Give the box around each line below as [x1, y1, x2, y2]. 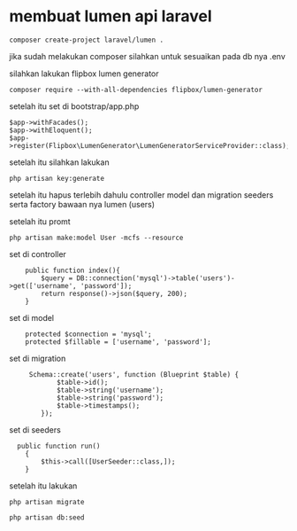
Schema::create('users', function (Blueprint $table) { [28, 370, 240, 379]
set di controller [9, 248, 66, 259]
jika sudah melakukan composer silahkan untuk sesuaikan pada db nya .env [9, 51, 286, 61]
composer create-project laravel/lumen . [9, 35, 164, 44]
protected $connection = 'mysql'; [25, 330, 152, 339]
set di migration [9, 353, 66, 363]
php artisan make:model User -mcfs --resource [9, 233, 184, 242]
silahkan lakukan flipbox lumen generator [9, 68, 159, 79]
